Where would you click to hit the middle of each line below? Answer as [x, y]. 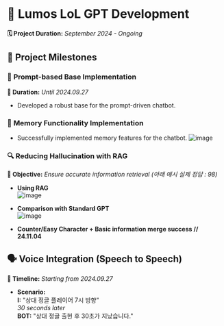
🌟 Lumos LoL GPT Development [98, 14]
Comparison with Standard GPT [63, 209]
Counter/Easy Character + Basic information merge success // [108, 229]
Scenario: [31, 292]
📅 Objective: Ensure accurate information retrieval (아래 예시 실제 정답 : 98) [112, 175]
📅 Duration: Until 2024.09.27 [48, 92]
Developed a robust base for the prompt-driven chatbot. [96, 105]
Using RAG [33, 188]
